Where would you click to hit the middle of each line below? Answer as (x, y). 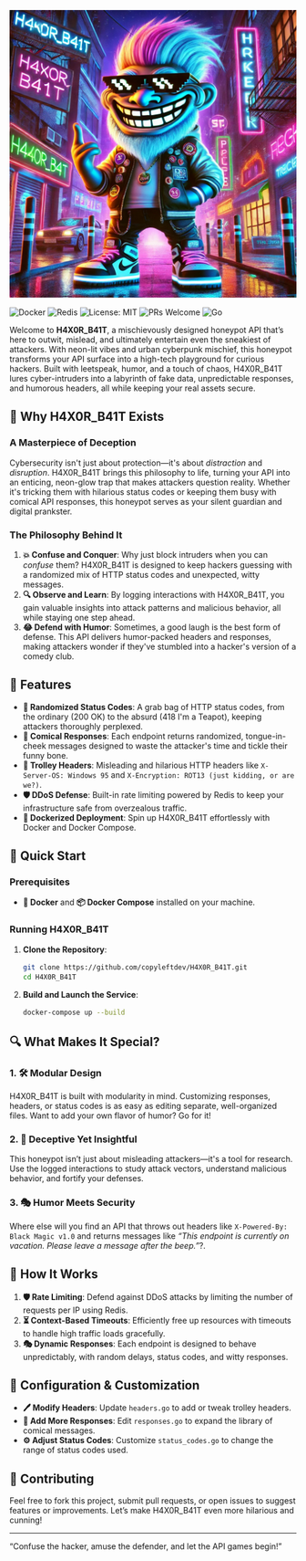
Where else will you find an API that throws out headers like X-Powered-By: (149, 1226)
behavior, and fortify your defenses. (76, 1179)
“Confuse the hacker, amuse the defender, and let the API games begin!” (146, 1546)
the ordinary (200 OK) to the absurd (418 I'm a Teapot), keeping (142, 717)
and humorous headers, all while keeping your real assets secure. (133, 388)
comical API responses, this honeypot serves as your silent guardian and (146, 501)
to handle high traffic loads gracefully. (94, 1333)
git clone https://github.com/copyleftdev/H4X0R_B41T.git (135, 967)
